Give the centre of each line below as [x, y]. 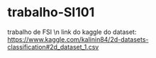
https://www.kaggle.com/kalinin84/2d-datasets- [78, 39]
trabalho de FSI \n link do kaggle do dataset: [72, 32]
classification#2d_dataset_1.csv [53, 47]
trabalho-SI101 [51, 12]
